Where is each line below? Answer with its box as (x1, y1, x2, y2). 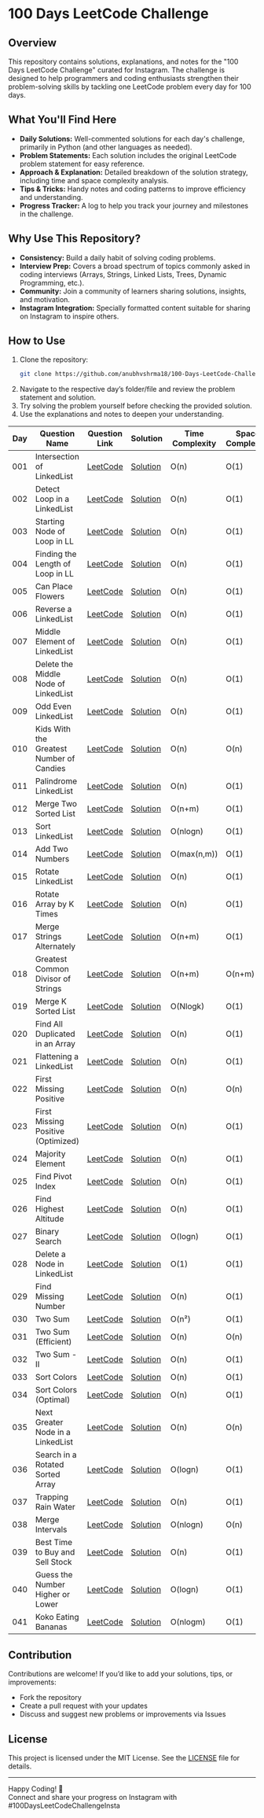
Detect (35, 484, 60, 495)
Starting (35, 516, 65, 527)
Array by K (35, 898, 75, 909)
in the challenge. (19, 209, 74, 219)
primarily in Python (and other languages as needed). (19, 142, 192, 152)
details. (8, 1761, 32, 1771)
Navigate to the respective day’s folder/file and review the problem (19, 385, 236, 394)
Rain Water (35, 1502, 76, 1513)
